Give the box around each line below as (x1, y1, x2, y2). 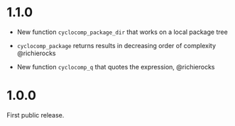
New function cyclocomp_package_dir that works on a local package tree (16, 28, 228, 36)
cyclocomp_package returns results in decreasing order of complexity (16, 41, 217, 50)
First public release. (6, 110, 65, 119)
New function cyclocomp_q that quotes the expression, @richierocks (16, 62, 215, 71)
